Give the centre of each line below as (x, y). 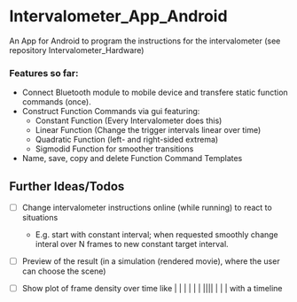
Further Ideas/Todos (67, 186)
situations (40, 218)
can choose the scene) (64, 271)
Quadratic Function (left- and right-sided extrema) (127, 140)
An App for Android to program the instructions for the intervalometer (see (145, 41)
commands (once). (56, 102)
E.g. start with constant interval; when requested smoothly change (157, 235)
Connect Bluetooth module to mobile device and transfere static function (155, 93)
